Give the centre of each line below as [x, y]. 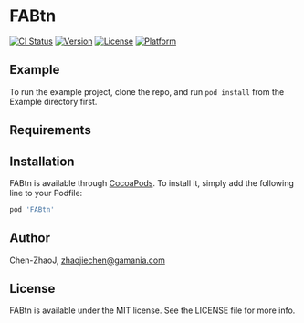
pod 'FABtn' [32, 209]
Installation [42, 161]
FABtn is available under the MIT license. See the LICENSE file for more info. [152, 310]
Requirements [50, 130]
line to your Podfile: [46, 193]
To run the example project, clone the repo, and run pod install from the [147, 91]
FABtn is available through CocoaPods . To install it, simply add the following [152, 182]
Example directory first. [53, 101]
